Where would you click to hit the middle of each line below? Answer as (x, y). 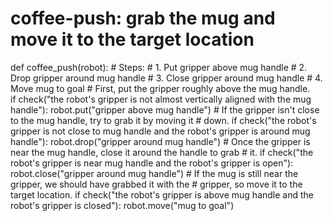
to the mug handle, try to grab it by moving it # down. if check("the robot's (163, 120)
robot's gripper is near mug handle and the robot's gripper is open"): (152, 163)
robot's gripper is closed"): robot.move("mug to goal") (122, 205)
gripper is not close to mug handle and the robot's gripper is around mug (160, 131)
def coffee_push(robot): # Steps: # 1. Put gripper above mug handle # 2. (159, 67)
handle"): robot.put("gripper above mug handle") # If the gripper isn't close (165, 109)
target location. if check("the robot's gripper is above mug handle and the (162, 194)
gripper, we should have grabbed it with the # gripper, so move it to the (156, 184)
